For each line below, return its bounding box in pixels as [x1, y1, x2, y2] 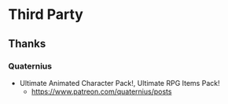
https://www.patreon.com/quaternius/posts [31, 87, 172, 96]
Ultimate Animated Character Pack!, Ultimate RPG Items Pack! [19, 78, 220, 87]
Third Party [8, 6, 84, 24]
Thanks [8, 37, 46, 50]
